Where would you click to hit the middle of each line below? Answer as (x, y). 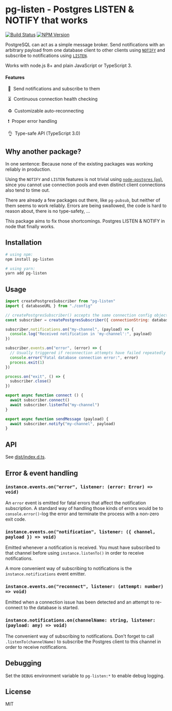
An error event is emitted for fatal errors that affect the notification (76, 503)
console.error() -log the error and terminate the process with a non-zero (82, 514)
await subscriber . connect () (40, 400)
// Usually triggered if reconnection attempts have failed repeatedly (88, 353)
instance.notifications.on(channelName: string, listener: (80, 620)
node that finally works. (30, 226)
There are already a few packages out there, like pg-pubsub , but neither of (83, 200)
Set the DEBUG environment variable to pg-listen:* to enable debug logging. (85, 676)
